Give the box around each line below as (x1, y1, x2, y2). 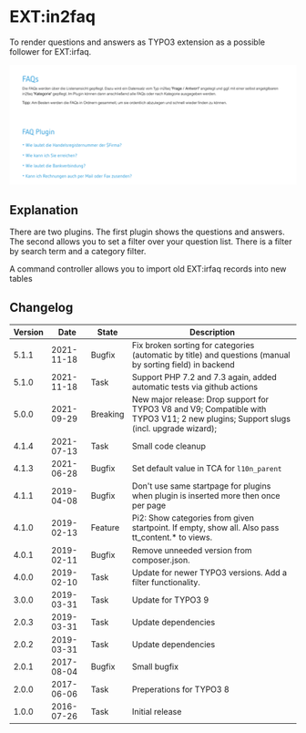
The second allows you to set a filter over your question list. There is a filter (9, 236, 292, 247)
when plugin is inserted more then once (131, 490, 280, 501)
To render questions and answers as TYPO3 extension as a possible (9, 36, 266, 47)
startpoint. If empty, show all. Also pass (131, 522, 280, 533)
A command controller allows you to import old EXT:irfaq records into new (9, 263, 287, 274)
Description (189, 326, 235, 337)
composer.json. (131, 554, 190, 565)
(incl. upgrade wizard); (131, 423, 217, 434)
